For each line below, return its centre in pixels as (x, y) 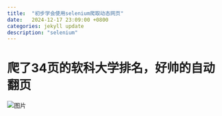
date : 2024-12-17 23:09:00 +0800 (58, 20)
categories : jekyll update (46, 26)
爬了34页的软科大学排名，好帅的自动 (111, 68)
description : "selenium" (42, 32)
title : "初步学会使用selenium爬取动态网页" (65, 13)
